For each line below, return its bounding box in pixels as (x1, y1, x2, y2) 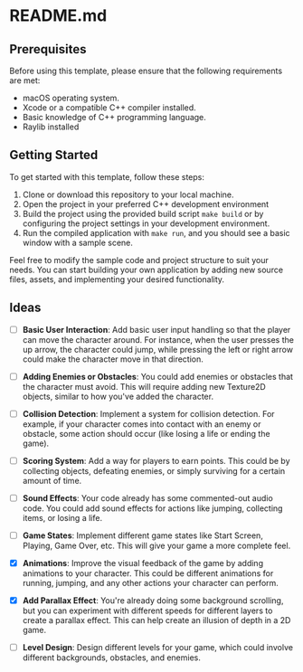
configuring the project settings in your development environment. (22, 218, 270, 229)
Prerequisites (9, 42, 87, 57)
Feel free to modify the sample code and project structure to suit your (9, 254, 269, 265)
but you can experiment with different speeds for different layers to (22, 605, 273, 616)
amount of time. (22, 475, 82, 486)
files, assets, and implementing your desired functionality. (9, 273, 224, 285)
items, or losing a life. (22, 512, 102, 523)
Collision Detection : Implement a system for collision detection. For (22, 408, 275, 419)
